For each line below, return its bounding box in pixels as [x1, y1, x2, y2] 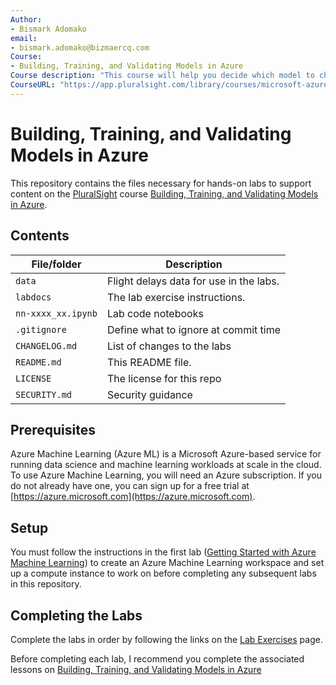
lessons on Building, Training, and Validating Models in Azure [10, 663, 262, 675]
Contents [10, 227, 70, 245]
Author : [10, 14, 43, 25]
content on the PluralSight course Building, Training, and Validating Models [10, 187, 319, 200]
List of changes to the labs [106, 339, 232, 353]
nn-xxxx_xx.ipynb [15, 307, 98, 319]
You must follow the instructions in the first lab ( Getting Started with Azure [10, 546, 317, 558]
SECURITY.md [15, 389, 73, 400]
